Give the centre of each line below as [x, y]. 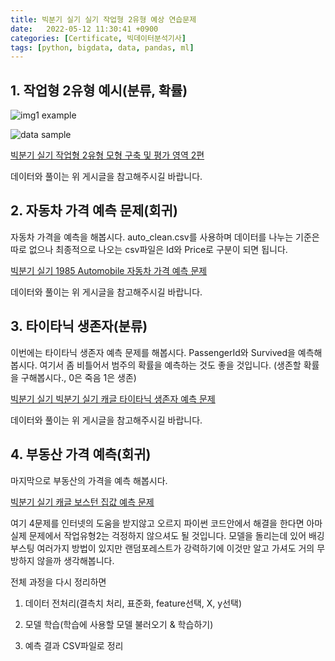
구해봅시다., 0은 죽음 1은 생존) [78, 377]
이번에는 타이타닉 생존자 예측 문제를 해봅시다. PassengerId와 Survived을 [153, 352]
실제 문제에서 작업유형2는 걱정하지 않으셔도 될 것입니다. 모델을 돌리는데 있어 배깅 [167, 535]
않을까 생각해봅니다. [75, 560]
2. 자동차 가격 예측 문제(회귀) [94, 211]
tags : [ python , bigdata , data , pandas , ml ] [102, 47]
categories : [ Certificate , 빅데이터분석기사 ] [98, 38]
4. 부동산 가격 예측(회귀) [81, 454]
